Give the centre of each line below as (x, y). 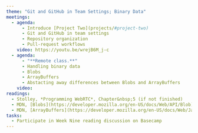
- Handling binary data (51, 66)
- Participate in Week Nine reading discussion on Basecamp (87, 121)
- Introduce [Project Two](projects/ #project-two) (85, 28)
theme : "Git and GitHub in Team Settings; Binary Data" (76, 11)
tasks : (14, 115)
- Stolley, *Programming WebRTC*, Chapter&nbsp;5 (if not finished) (97, 99)
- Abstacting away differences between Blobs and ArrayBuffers (101, 83)
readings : (18, 94)
